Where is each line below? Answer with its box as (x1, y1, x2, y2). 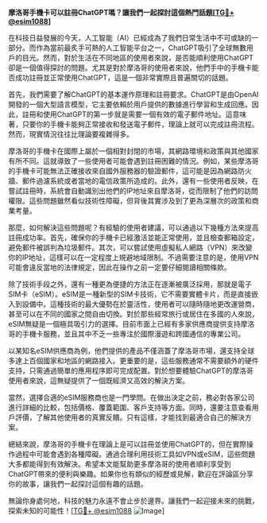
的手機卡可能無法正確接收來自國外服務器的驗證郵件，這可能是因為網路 (8, 166, 238, 176)
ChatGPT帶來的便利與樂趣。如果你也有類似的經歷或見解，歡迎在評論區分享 (8, 469, 254, 478)
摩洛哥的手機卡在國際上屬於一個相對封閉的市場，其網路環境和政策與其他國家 (8, 146, 259, 156)
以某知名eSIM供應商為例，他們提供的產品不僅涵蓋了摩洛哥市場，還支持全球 (8, 346, 255, 355)
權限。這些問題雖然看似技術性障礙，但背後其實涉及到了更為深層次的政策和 (8, 196, 252, 205)
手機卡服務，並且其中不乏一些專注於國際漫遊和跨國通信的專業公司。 (21, 329, 245, 339)
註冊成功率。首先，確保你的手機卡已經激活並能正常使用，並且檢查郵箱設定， (8, 233, 259, 242)
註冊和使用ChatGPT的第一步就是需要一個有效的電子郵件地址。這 (21, 110, 233, 118)
